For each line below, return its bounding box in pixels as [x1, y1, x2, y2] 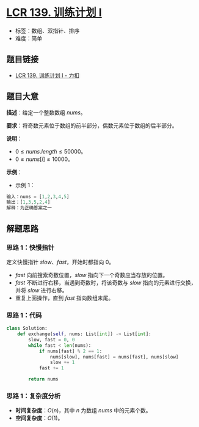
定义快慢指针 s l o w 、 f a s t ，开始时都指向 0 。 [6, 258, 115, 265]
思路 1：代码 [6, 311, 42, 319]
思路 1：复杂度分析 [6, 392, 61, 400]
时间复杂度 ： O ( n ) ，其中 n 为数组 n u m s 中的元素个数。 [15, 407, 151, 414]
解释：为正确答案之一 [6, 205, 52, 211]
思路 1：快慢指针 [6, 243, 55, 251]
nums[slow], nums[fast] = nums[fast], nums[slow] [49, 354, 179, 360]
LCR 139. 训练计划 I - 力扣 [15, 72, 80, 79]
